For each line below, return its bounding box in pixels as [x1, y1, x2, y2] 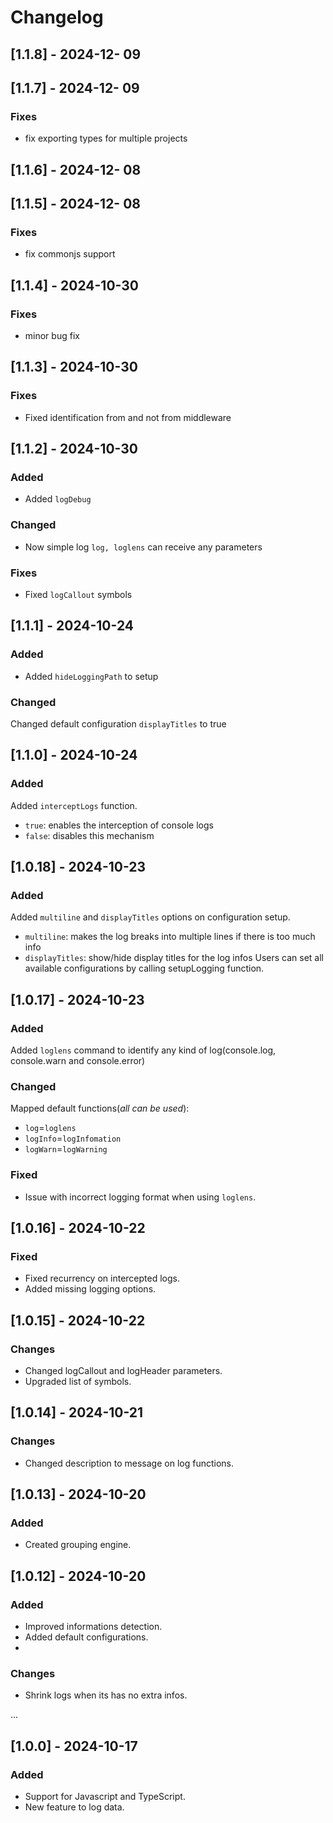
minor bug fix [24, 330, 80, 342]
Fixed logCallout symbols [24, 589, 133, 600]
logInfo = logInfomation [24, 1132, 122, 1145]
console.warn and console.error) [10, 1055, 146, 1067]
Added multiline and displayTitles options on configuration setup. [10, 911, 291, 923]
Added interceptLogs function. [10, 799, 138, 811]
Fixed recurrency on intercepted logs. [24, 1272, 180, 1285]
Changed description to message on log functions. [24, 1457, 234, 1469]
